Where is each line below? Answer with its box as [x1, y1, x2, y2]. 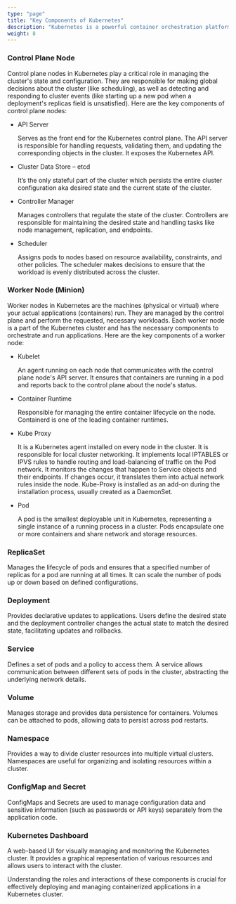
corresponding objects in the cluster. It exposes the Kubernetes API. [17, 148, 216, 157]
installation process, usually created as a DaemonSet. [17, 487, 173, 496]
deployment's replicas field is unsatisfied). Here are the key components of [7, 99, 225, 108]
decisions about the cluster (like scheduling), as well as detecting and [7, 84, 209, 92]
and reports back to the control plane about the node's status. [17, 380, 197, 389]
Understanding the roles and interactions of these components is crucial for [7, 874, 227, 883]
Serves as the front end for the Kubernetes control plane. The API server [17, 134, 228, 142]
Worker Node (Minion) [7, 285, 85, 295]
